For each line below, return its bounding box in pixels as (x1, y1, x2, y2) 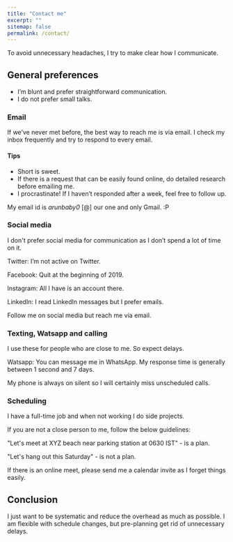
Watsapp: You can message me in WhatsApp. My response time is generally (7, 358, 226, 366)
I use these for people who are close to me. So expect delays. (7, 345, 184, 353)
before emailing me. (17, 182, 75, 190)
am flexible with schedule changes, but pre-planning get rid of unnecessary (7, 520, 225, 528)
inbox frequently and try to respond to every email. (7, 135, 153, 144)
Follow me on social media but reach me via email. (7, 311, 152, 319)
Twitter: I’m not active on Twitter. (7, 257, 101, 265)
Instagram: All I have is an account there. (7, 284, 124, 292)
